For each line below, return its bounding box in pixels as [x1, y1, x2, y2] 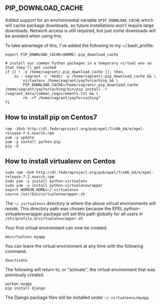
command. [5, 249, 27, 254]
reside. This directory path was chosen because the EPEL [5, 205, 123, 212]
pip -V [5, 144, 19, 149]
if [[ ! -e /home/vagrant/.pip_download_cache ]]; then [5, 69, 123, 74]
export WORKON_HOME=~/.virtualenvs [5, 188, 79, 193]
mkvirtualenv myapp [5, 235, 46, 240]
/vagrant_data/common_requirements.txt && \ [5, 91, 99, 96]
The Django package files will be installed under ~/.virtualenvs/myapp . [5, 295, 150, 301]
